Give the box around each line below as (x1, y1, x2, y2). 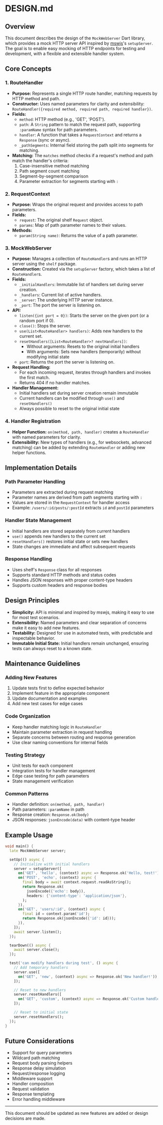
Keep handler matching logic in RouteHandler (12, 724, 102, 730)
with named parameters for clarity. (12, 434, 81, 440)
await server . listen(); (14, 929, 62, 934)
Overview (5, 22, 35, 31)
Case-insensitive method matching (19, 163, 89, 168)
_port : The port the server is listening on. (19, 302, 102, 308)
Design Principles (5, 597, 60, 605)
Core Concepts (5, 65, 52, 73)
